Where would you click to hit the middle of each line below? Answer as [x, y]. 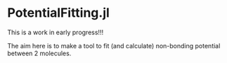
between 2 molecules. [39, 53]
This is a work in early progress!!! [56, 32]
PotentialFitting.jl [59, 13]
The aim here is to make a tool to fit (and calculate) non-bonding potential [114, 45]
